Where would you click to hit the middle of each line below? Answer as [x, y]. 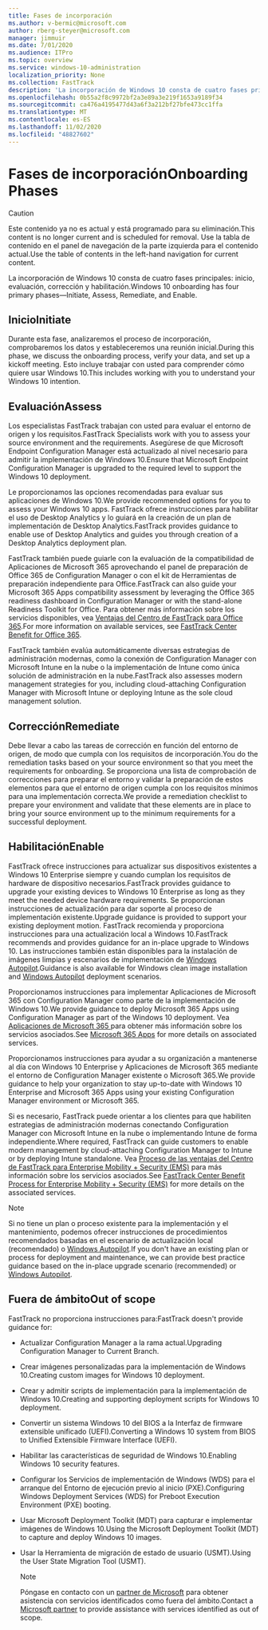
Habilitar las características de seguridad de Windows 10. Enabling [128, 1455]
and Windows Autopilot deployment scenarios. [85, 976]
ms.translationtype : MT [48, 113]
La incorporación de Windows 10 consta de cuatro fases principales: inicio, [132, 278]
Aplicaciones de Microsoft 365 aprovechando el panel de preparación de [128, 567]
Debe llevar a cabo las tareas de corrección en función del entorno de [123, 746]
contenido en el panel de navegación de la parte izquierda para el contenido [134, 245]
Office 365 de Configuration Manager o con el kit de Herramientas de [122, 576]
